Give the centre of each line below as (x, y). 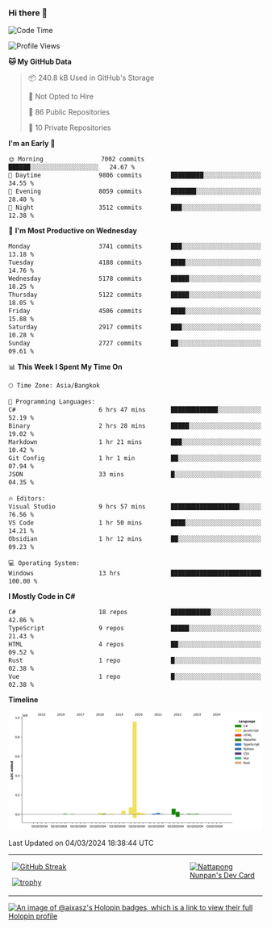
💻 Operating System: (44, 563)
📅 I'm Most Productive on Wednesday (73, 231)
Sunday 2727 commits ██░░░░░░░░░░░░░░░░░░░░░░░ (135, 343)
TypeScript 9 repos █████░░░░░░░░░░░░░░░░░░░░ (135, 629)
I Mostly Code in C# (42, 596)
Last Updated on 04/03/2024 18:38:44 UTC (81, 843)
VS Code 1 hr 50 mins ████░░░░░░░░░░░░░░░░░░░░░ (135, 523)
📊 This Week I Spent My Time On (65, 367)
